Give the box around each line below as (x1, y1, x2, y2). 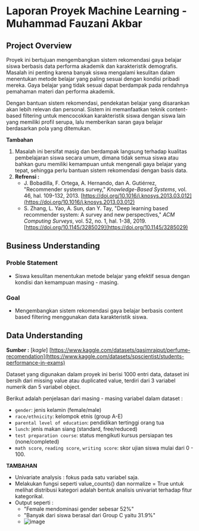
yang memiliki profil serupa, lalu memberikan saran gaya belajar (6, 118, 163, 126)
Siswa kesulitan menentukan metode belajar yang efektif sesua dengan (14, 272, 190, 279)
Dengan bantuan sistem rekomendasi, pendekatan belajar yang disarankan (6, 99, 190, 107)
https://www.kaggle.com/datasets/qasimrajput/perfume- (51, 346, 191, 354)
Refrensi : (14, 173, 40, 180)
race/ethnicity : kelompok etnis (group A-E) (14, 413, 123, 420)
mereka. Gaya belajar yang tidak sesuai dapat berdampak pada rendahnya (6, 82, 189, 89)
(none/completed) (14, 438, 60, 445)
